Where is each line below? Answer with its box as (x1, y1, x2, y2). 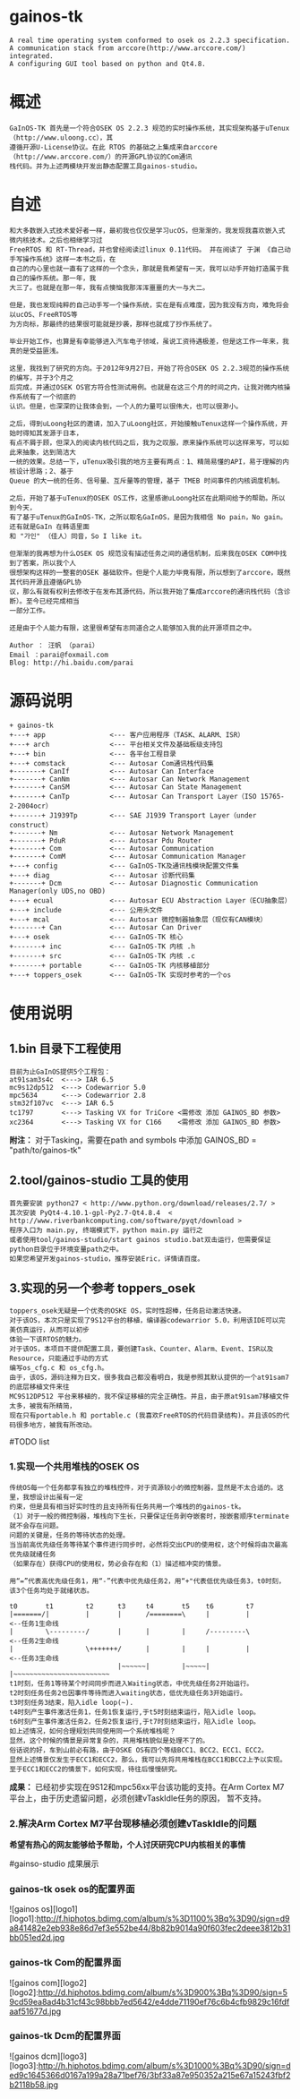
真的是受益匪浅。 (9, 347, 64, 356)
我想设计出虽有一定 (21, 1493, 83, 1502)
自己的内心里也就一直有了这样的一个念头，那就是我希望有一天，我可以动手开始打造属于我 (9, 264, 289, 273)
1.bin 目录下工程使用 (9, 1041, 123, 1057)
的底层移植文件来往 (9, 1383, 70, 1392)
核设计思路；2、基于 (9, 467, 74, 475)
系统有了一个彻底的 (15, 392, 76, 401)
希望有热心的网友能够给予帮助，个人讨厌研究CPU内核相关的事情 (9, 1838, 246, 1850)
